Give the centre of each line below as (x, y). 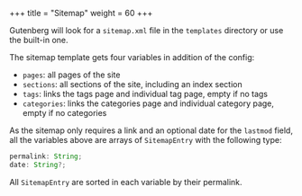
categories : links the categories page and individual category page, (148, 103)
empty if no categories (64, 113)
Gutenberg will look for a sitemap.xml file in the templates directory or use (146, 30)
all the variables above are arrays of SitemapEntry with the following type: (146, 140)
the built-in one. (39, 40)
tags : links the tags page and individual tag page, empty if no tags (145, 94)
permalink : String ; (46, 156)
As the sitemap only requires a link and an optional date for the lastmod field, (151, 130)
